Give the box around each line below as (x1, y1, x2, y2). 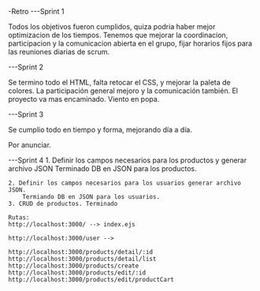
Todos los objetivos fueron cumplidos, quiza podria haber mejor (8, 22, 216, 31)
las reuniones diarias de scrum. (8, 47, 110, 56)
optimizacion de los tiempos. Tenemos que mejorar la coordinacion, (8, 31, 228, 39)
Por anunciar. (8, 140, 51, 149)
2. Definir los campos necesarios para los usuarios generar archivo (8, 179, 242, 187)
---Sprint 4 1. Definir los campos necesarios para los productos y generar (8, 155, 247, 165)
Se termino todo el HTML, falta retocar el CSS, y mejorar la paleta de (8, 78, 231, 87)
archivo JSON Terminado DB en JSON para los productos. (8, 164, 197, 173)
